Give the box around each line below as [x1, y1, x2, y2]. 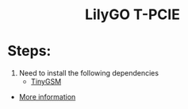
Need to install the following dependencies [18, 68, 159, 78]
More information [18, 92, 76, 102]
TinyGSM [30, 77, 62, 87]
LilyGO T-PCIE [85, 6, 180, 24]
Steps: [7, 42, 52, 60]
